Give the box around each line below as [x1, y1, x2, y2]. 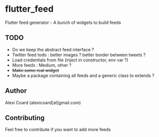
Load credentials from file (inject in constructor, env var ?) [12, 57, 129, 63]
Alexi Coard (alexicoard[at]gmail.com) [5, 99, 81, 105]
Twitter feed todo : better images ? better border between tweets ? [12, 52, 146, 58]
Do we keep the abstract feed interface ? [12, 46, 94, 52]
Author [5, 87, 27, 95]
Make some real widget [12, 67, 59, 73]
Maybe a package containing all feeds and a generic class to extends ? [12, 72, 155, 78]
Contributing [5, 114, 45, 122]
